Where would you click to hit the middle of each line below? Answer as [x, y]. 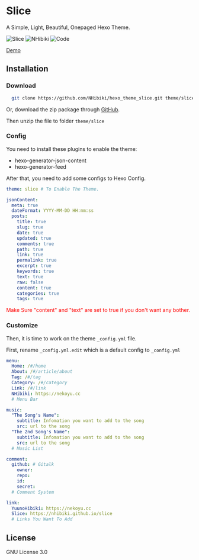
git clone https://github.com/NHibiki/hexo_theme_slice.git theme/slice [103, 98]
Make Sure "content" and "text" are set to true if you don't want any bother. [98, 310]
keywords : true [36, 271]
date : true [30, 233]
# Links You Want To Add [42, 519]
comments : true [36, 244]
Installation [27, 69]
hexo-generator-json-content [51, 160]
